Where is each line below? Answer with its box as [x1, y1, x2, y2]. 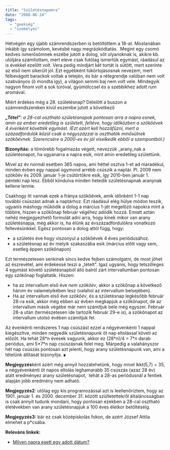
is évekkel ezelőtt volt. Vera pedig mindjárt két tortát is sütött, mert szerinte [5, 62, 162, 68]
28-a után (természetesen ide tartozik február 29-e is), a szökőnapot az [12, 309, 163, 315]
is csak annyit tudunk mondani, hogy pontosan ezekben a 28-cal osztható [5, 398, 160, 405]
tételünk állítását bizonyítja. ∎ [5, 352, 66, 358]
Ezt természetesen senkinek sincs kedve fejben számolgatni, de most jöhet [5, 256, 162, 262]
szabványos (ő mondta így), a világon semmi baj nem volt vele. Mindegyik [5, 79, 160, 85]
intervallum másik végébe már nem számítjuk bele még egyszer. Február [12, 304, 165, 310]
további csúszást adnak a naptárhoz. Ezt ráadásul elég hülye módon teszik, [5, 198, 163, 205]
